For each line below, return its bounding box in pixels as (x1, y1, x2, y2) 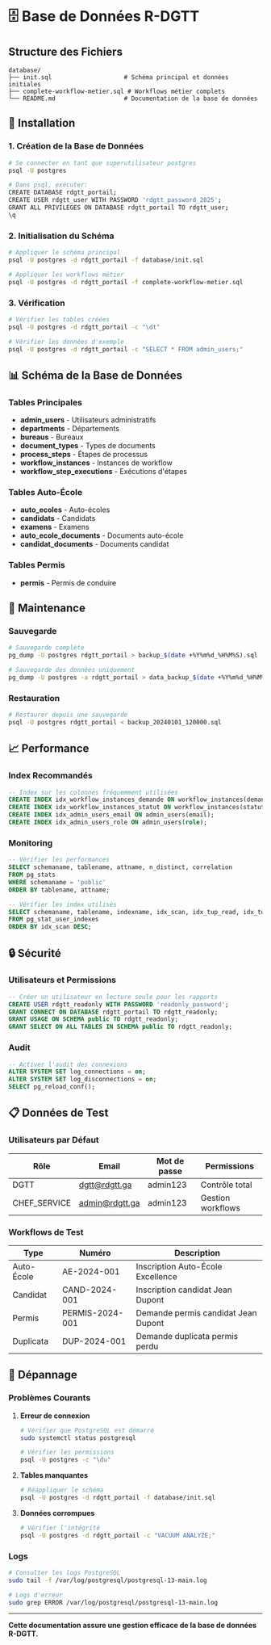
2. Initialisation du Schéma (8, 230, 115, 241)
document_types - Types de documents (19, 441, 156, 451)
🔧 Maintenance (8, 602, 86, 615)
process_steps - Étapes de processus (19, 450, 148, 460)
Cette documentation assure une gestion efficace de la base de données (8, 1621, 256, 1630)
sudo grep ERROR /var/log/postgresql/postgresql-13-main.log (8, 1598, 219, 1606)
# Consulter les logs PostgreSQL (8, 1568, 121, 1576)
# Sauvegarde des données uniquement (8, 666, 135, 674)
